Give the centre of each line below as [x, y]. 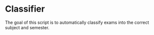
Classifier [25, 9]
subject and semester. [27, 27]
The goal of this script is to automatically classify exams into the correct [77, 22]
